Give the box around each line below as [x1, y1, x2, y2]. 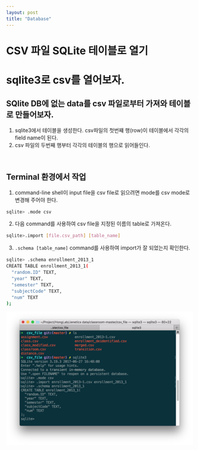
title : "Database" [6, 15, 52, 22]
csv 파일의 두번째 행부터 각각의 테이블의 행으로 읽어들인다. [14, 141, 150, 148]
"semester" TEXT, [11, 282, 55, 288]
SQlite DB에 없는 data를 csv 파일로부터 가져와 [6, 98, 168, 109]
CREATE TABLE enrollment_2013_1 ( [6, 263, 89, 269]
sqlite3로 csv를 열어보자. [6, 73, 125, 87]
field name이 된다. [14, 134, 58, 141]
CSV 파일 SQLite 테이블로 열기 [6, 44, 148, 58]
